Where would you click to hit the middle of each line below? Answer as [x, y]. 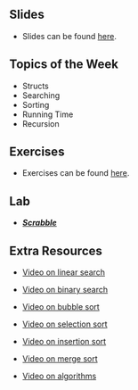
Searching [41, 95]
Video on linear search [63, 272]
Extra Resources [56, 250]
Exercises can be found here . [76, 173]
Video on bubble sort [61, 307]
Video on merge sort [60, 359]
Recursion [41, 123]
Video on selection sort [65, 324]
